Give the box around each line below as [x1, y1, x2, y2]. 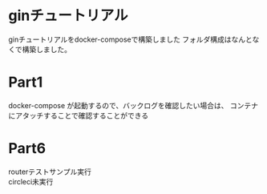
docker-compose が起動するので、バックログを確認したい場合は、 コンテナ [8, 100, 259, 110]
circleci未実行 [8, 176, 54, 186]
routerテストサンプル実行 [8, 167, 92, 176]
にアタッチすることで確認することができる [8, 111, 149, 120]
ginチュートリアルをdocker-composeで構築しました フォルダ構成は [8, 34, 232, 44]
